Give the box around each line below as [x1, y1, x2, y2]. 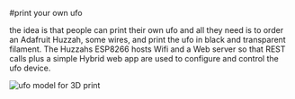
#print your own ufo [9, 8, 83, 18]
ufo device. [9, 62, 51, 73]
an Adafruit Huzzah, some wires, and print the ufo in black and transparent [9, 35, 286, 45]
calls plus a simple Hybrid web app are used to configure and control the [9, 54, 279, 63]
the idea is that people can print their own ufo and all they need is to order [9, 25, 284, 35]
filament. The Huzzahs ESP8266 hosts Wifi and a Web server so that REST [9, 44, 286, 54]
